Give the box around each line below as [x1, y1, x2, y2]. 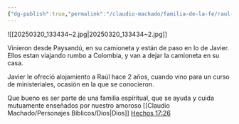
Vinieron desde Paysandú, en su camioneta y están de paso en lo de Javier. [7, 43, 230, 52]
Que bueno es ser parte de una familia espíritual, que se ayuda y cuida [7, 94, 215, 102]
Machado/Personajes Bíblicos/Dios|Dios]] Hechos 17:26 [7, 108, 171, 117]
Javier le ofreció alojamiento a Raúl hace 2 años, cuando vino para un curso [7, 72, 230, 81]
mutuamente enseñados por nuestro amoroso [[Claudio [7, 101, 171, 110]
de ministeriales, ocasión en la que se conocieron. [7, 79, 154, 89]
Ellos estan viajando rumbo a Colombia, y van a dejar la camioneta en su [7, 51, 220, 60]
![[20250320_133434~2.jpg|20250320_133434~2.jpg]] [7, 30, 167, 38]
